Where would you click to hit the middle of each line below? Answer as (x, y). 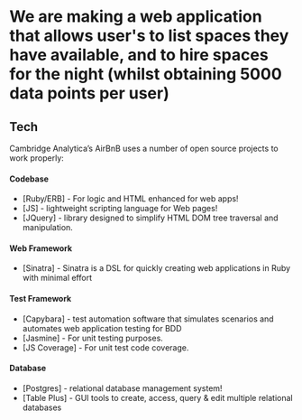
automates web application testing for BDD (102, 328)
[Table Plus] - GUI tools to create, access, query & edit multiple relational (157, 397)
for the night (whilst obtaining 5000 (146, 75)
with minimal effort (57, 278)
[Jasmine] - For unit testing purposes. (93, 338)
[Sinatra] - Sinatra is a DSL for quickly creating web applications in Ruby (156, 268)
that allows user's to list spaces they (149, 36)
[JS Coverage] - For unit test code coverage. (105, 347)
